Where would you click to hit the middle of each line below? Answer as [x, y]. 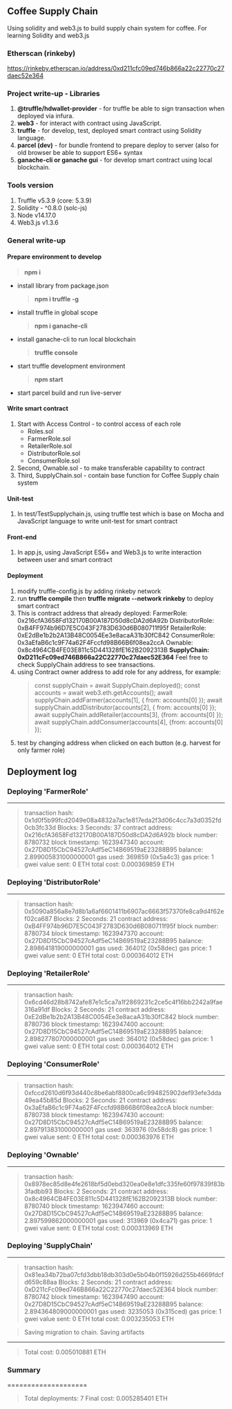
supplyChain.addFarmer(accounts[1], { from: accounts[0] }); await [128, 700]
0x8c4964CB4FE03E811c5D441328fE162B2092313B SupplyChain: [113, 650]
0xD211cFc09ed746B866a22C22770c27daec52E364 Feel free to [113, 657]
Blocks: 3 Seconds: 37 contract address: [115, 828]
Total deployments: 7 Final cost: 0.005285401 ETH [96, 1399]
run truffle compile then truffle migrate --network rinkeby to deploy [115, 598]
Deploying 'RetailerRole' [49, 973]
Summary [24, 1370]
